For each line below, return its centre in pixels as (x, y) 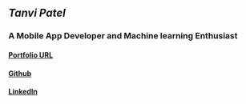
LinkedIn (23, 92)
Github (20, 73)
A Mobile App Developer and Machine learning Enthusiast (123, 36)
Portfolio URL (31, 54)
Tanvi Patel (37, 13)
